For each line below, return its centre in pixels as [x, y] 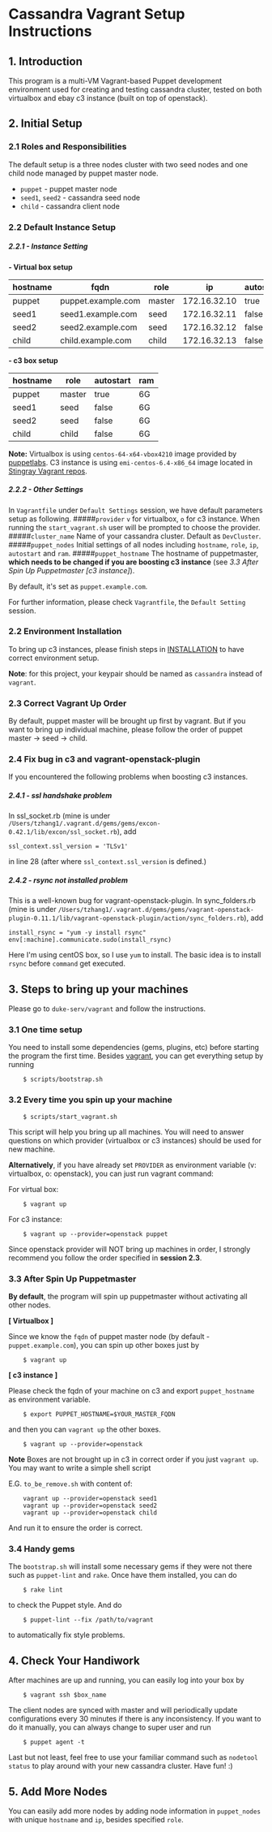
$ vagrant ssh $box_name [65, 1695]
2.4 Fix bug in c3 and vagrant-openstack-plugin [104, 759]
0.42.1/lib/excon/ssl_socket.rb [63, 832]
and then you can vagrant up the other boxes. [85, 1429]
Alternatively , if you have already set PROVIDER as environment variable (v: [132, 1164]
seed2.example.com [98, 327]
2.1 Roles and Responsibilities [68, 147]
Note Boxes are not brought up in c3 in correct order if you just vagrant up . [134, 1459]
